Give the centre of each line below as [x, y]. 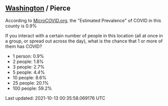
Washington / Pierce [38, 8]
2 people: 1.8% [28, 61]
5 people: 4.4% [29, 72]
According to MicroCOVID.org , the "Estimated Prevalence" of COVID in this [83, 20]
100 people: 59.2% [32, 88]
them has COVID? [24, 46]
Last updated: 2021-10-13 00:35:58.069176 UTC [55, 98]
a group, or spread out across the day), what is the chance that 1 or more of [84, 41]
